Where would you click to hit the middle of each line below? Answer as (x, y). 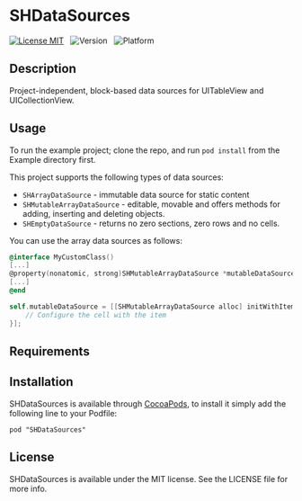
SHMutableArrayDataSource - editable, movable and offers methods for (151, 204)
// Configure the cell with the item (96, 315)
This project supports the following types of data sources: (117, 177)
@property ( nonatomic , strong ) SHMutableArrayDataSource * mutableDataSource (152, 274)
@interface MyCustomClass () (62, 257)
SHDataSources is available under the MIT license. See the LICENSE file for (149, 479)
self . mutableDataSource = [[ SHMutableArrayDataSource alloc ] (126, 307)
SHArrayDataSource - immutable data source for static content (136, 194)
